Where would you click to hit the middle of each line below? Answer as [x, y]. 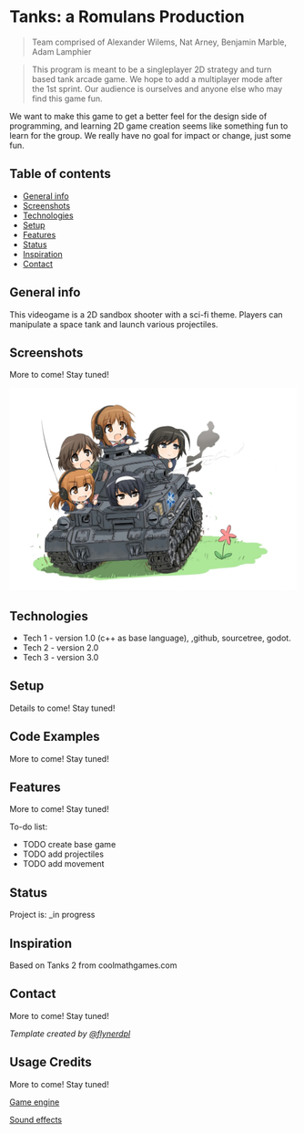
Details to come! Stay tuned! [62, 708]
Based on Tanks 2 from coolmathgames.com [93, 965]
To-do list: [29, 827]
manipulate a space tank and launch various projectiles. [114, 324]
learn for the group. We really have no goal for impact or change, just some [150, 135]
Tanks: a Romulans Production [127, 17]
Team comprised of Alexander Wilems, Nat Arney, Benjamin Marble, [159, 42]
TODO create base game [69, 845]
